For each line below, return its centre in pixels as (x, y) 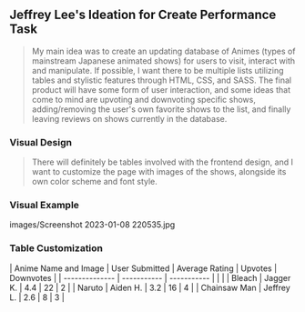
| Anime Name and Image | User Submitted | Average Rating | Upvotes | (143, 268)
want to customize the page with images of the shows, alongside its (159, 172)
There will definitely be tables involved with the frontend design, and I (163, 162)
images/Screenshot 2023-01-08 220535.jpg (92, 225)
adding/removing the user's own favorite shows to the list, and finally (161, 109)
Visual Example (45, 206)
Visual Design (41, 142)
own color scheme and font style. (94, 182)
